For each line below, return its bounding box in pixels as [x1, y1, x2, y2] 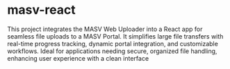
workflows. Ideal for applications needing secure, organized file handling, [7, 47, 217, 55]
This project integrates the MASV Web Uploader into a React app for [7, 25, 203, 33]
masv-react [7, 2, 76, 18]
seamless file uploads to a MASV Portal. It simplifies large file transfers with [7, 32, 224, 40]
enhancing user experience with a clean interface [7, 54, 149, 62]
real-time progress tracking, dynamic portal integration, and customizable [7, 39, 219, 48]
